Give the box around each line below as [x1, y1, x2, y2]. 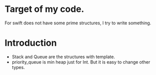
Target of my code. [4, 3, 84, 15]
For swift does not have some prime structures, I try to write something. [4, 20, 152, 26]
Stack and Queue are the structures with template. [11, 54, 115, 60]
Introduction [4, 37, 57, 49]
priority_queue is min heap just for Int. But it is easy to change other [11, 59, 151, 65]
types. [11, 64, 25, 70]
